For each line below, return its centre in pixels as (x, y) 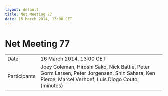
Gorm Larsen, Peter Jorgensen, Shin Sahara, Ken (98, 73)
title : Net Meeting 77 (29, 14)
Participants (22, 76)
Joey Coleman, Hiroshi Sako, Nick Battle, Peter (95, 67)
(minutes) (52, 86)
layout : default (22, 10)
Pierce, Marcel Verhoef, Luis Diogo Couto (89, 79)
